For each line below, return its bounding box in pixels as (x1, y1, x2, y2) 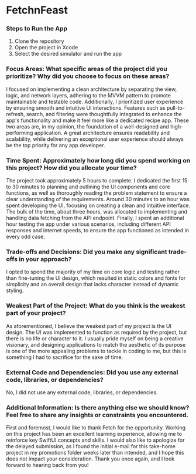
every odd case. (6, 233, 45, 241)
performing (6, 129, 33, 136)
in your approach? (19, 255, 72, 263)
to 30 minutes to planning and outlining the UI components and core (6, 183, 171, 191)
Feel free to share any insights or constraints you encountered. (6, 411, 189, 419)
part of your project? (6, 309, 66, 317)
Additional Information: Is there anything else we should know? (6, 403, 190, 411)
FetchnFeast (6, 4, 68, 17)
